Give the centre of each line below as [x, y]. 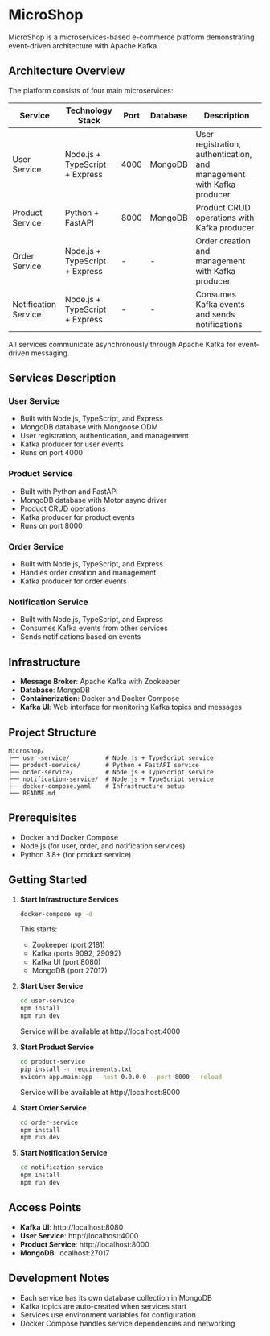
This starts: [39, 929]
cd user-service [47, 1001]
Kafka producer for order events [73, 581]
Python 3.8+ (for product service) [76, 854]
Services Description [62, 378]
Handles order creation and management [88, 573]
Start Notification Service [63, 1153]
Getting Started [48, 880]
